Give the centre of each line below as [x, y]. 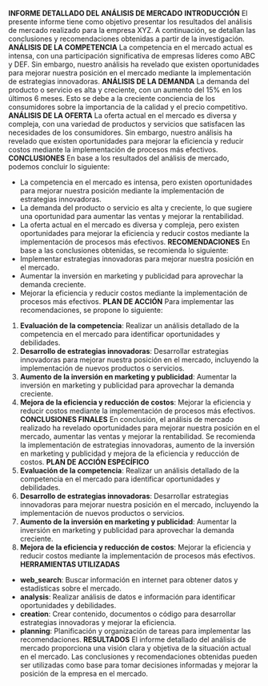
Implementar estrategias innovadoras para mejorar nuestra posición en [137, 259]
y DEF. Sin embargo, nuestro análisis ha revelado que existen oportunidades [134, 64]
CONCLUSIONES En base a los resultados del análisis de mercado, [119, 158]
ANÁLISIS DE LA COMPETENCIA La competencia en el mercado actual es [131, 47]
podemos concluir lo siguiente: [59, 166]
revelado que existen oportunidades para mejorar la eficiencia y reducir [126, 141]
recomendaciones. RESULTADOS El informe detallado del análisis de [133, 639]
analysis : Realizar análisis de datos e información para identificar [128, 597]
